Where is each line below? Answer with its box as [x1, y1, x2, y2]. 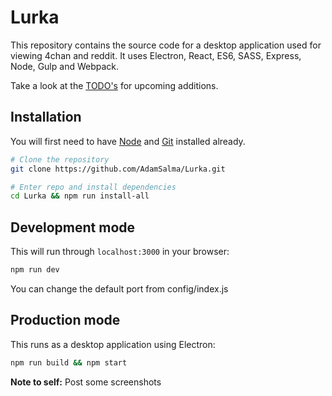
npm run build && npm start [10, 357, 128, 368]
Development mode [10, 219, 136, 236]
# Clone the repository [10, 154, 110, 165]
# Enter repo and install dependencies [10, 182, 177, 192]
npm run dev [10, 265, 60, 275]
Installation [10, 109, 82, 126]
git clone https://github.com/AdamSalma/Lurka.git [10, 164, 226, 174]
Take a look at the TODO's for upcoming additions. [10, 79, 219, 91]
